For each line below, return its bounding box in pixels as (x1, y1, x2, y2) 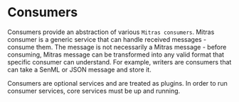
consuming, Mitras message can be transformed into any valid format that (7, 50, 225, 59)
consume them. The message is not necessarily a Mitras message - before (7, 42, 227, 51)
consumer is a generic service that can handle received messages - (7, 35, 207, 43)
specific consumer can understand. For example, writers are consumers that (7, 57, 232, 66)
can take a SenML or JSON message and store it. (7, 65, 152, 74)
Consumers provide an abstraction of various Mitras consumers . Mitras (7, 28, 215, 36)
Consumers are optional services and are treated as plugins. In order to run (7, 79, 228, 87)
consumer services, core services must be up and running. (7, 86, 181, 95)
